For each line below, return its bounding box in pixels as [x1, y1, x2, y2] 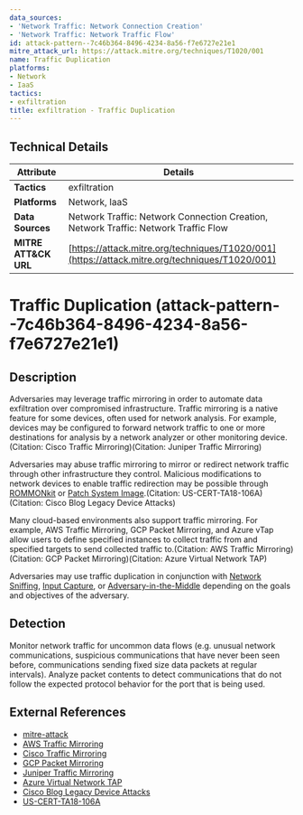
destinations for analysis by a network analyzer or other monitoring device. [9, 432, 288, 443]
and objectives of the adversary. [9, 590, 130, 601]
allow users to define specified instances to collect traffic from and [9, 534, 259, 545]
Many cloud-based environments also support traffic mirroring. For [9, 515, 259, 526]
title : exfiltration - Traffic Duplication [9, 106, 176, 115]
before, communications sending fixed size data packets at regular [9, 659, 258, 670]
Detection [9, 616, 66, 632]
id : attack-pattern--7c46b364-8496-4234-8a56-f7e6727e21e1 [9, 38, 236, 48]
